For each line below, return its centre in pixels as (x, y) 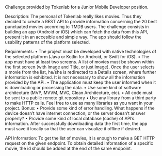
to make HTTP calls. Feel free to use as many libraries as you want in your (79, 103)
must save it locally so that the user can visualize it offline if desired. (73, 129)
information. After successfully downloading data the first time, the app (76, 124)
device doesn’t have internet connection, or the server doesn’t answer (75, 113)
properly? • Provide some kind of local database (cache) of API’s (70, 118)
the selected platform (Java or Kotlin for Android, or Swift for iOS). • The (77, 57)
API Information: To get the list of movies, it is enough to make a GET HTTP (80, 138)
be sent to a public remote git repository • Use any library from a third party (81, 98)
